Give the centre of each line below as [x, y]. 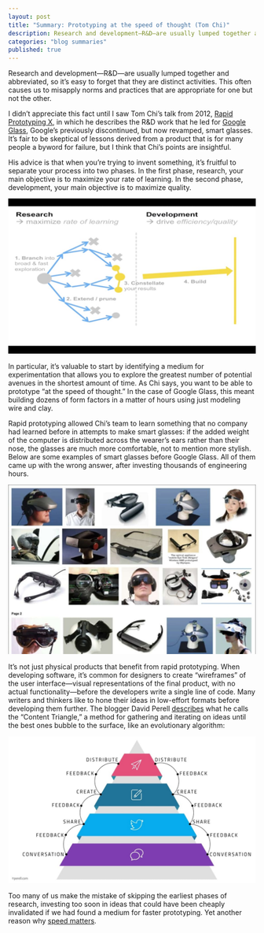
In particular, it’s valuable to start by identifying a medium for [106, 366]
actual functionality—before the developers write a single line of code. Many [132, 692]
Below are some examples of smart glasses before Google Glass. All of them [132, 457]
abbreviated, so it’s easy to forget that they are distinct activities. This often [130, 82]
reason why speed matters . [52, 921]
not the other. [30, 99]
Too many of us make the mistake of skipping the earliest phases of [118, 896]
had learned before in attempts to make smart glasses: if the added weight [129, 432]
